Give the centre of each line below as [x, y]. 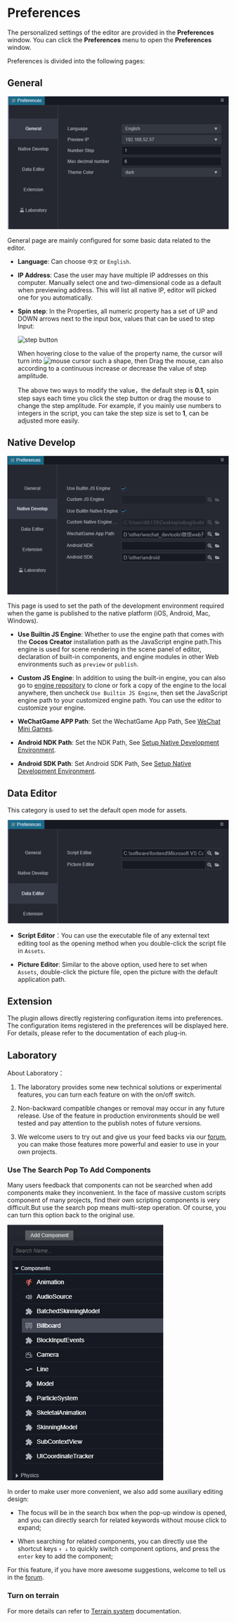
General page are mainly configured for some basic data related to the [109, 240]
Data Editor [32, 793]
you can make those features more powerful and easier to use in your [118, 1144]
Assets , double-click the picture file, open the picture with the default [117, 971]
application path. [42, 979]
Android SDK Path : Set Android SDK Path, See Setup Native [104, 764]
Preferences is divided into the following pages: [76, 60]
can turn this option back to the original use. [71, 1215]
